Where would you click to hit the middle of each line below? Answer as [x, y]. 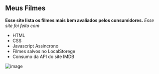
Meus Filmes [25, 8]
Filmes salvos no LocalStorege [44, 51]
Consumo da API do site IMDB [43, 56]
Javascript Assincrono [35, 46]
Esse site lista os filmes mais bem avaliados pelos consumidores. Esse [80, 20]
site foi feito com [22, 25]
